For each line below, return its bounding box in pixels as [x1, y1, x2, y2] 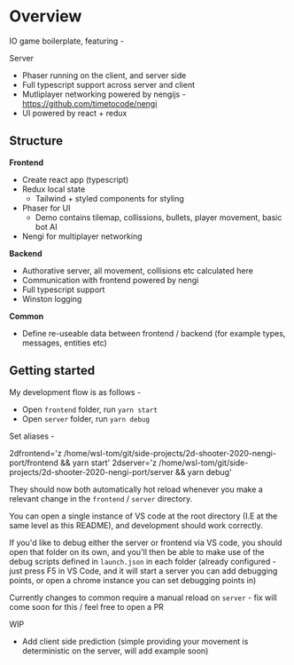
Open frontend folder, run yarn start [21, 404, 158, 415]
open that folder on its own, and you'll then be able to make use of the [9, 546, 266, 557]
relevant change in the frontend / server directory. [9, 493, 193, 503]
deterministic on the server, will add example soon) [21, 645, 209, 656]
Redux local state [21, 184, 86, 194]
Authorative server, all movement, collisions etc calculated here [21, 265, 254, 276]
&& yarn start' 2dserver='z [60, 457, 158, 468]
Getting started [9, 363, 96, 378]
